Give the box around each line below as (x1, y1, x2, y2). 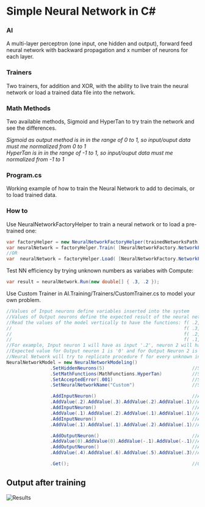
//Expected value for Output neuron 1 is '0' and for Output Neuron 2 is (6, 348, 198, 354)
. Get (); (49, 461, 70, 467)
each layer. (6, 53, 34, 61)
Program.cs (6, 171, 42, 179)
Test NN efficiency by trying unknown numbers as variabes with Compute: (6, 267, 194, 275)
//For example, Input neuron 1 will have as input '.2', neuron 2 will (6, 342, 192, 349)
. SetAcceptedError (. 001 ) (49, 376, 113, 383)
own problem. (6, 297, 41, 304)
